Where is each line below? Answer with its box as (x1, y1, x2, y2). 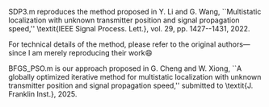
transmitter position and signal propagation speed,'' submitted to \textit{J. (8, 80, 254, 90)
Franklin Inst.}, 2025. (8, 89, 78, 99)
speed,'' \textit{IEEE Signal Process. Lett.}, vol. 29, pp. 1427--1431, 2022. (8, 24, 250, 33)
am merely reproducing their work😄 (32, 48, 153, 57)
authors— (217, 39, 250, 49)
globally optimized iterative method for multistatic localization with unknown (8, 72, 262, 81)
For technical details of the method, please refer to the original (8, 39, 216, 49)
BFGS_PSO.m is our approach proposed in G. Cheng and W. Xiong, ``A (8, 64, 242, 73)
